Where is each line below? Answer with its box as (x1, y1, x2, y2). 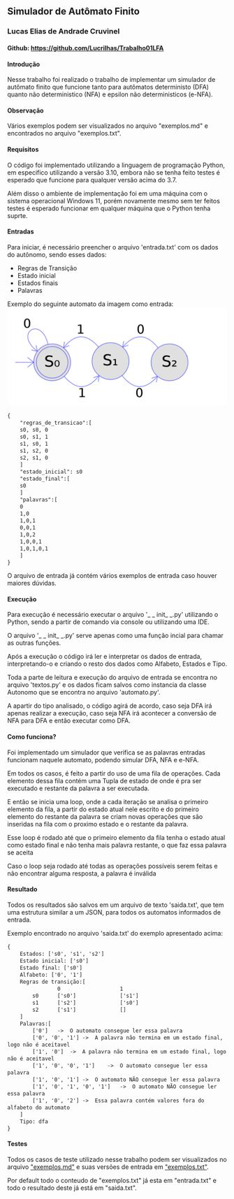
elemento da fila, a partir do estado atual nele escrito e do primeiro (7, 805, 199, 813)
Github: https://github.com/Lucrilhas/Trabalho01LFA (7, 43, 164, 52)
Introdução (7, 59, 41, 68)
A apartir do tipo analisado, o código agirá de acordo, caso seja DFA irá (7, 702, 212, 710)
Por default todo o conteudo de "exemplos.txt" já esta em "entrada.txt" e (7, 1177, 217, 1184)
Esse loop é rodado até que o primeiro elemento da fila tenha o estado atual (7, 833, 226, 841)
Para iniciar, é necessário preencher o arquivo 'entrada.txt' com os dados (7, 242, 219, 251)
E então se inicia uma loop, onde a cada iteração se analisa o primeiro (7, 797, 208, 806)
